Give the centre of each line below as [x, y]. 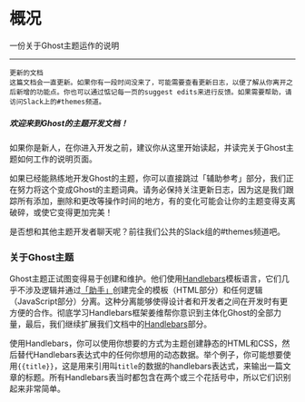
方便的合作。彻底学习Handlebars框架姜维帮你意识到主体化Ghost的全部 [142, 313]
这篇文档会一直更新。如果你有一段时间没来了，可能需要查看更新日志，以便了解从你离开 [148, 83]
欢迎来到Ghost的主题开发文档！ [69, 123]
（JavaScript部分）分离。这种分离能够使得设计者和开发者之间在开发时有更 [149, 301]
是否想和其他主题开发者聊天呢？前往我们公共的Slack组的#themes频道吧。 [148, 231]
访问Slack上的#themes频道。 [58, 102]
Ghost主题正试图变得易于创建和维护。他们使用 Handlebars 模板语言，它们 [145, 279]
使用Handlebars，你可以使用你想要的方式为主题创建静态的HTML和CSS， [146, 343]
